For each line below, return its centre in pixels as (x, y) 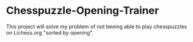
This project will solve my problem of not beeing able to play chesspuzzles (96, 26)
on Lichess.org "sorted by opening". (50, 32)
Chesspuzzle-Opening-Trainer (83, 11)
